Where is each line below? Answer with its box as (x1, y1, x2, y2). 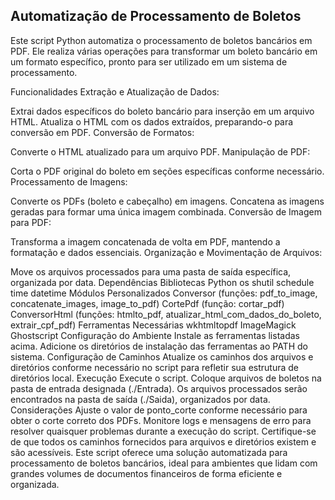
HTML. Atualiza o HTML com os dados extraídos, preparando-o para (10, 115, 294, 128)
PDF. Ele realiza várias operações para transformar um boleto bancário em (10, 45, 318, 57)
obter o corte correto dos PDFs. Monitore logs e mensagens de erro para (10, 414, 312, 426)
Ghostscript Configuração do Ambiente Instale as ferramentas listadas (10, 329, 300, 341)
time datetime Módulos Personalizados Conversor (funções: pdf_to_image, (10, 287, 318, 299)
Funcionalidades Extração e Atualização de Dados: (10, 85, 220, 98)
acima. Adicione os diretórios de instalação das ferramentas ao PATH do (10, 340, 308, 352)
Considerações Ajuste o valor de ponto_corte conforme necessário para (10, 404, 308, 416)
